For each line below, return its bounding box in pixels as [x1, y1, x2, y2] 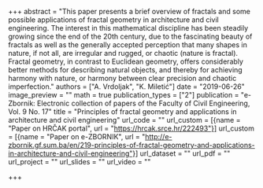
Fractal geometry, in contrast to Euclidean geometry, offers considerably [8, 57, 244, 66]
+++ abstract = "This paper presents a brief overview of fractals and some [8, 7, 250, 16]
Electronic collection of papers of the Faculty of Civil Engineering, [36, 98, 250, 108]
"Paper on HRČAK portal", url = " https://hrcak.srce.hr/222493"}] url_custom [8, 123, 254, 133]
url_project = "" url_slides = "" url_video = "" [8, 157, 151, 166]
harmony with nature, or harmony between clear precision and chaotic [8, 74, 237, 83]
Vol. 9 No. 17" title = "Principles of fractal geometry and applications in [8, 107, 238, 116]
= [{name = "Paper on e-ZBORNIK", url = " [8, 132, 146, 141]
